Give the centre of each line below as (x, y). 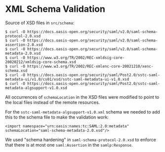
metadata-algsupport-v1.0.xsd (36, 88)
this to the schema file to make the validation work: (57, 117)
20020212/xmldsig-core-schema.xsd (41, 62)
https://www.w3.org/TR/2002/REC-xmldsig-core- (76, 58)
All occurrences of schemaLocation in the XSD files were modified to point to (82, 97)
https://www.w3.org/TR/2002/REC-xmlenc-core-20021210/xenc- (90, 66)
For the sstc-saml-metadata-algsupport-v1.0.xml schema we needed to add (83, 112)
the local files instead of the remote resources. (53, 102)
